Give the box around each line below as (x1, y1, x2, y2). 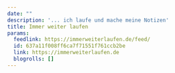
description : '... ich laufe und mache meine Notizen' (7, 17, 169, 24)
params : (7, 29, 30, 37)
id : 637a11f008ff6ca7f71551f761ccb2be (13, 42, 126, 49)
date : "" (7, 10, 33, 17)
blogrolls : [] (13, 56, 54, 63)
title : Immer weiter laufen (7, 23, 89, 30)
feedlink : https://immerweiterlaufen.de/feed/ (13, 36, 151, 43)
